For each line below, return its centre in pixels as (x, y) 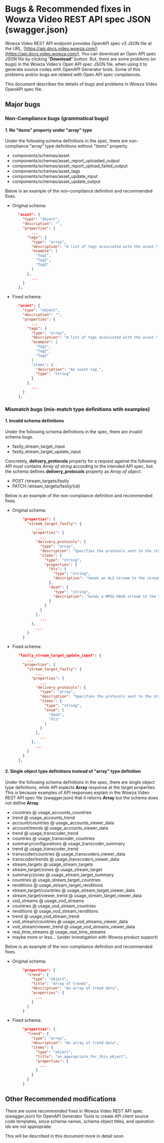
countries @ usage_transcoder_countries (53, 838)
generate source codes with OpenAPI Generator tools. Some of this (73, 69)
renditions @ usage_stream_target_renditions (58, 885)
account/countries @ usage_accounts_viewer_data (63, 823)
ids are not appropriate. (29, 1126)
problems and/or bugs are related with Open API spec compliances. (73, 74)
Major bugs (23, 104)
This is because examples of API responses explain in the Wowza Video (77, 792)
